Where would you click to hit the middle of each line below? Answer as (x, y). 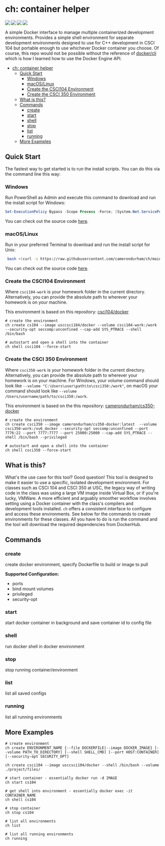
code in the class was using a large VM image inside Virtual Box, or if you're (82, 493)
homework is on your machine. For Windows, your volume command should (82, 380)
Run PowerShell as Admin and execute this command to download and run (81, 198)
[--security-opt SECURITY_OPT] (37, 757)
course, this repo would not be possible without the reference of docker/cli (81, 53)
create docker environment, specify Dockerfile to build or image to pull (77, 564)
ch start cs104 (21, 782)
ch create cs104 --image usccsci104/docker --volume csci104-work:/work (81, 325)
